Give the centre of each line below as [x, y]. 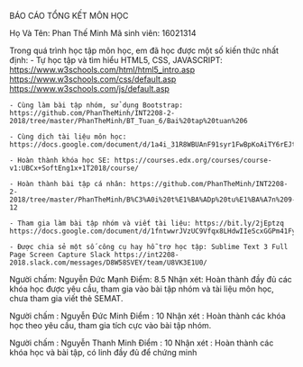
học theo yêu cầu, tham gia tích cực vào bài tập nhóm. [110, 325]
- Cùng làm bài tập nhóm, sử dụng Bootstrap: [96, 105]
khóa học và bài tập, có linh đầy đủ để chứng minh [103, 352]
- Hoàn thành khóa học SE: [60, 160]
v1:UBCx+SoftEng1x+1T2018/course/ [74, 168]
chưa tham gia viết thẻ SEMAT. [66, 298]
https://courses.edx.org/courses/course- [193, 160]
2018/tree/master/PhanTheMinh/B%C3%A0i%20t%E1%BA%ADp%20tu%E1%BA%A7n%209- [153, 200]
